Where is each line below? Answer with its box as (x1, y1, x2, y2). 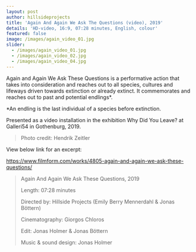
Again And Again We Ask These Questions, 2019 (20, 175, 140, 182)
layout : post (6, 8, 39, 15)
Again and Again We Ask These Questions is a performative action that (6, 75, 180, 82)
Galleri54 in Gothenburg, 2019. (6, 123, 81, 130)
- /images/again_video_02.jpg (11, 53, 86, 59)
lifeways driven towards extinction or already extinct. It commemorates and (6, 87, 191, 94)
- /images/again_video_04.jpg (11, 58, 86, 64)
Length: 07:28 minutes (20, 186, 76, 193)
